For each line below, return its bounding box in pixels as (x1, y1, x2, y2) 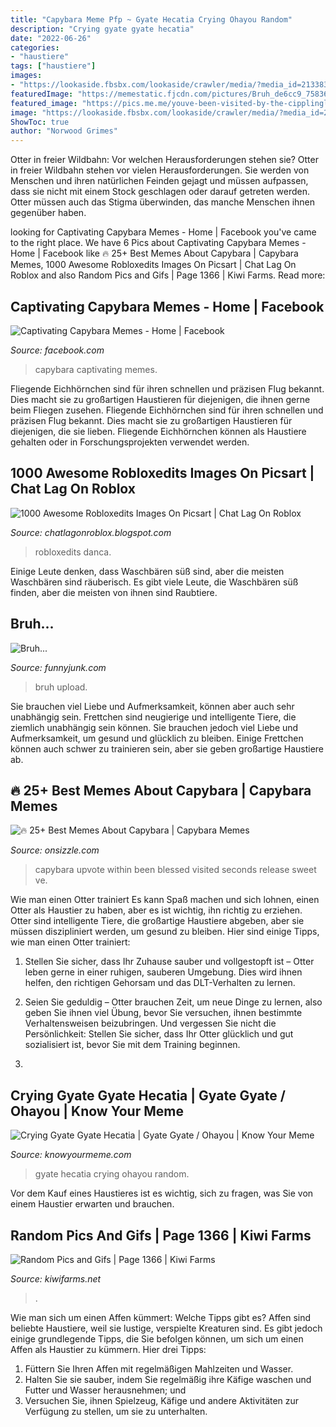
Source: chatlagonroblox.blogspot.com (10, 526, 172, 538)
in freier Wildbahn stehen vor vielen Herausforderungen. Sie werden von (10, 164, 310, 176)
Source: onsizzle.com (10, 844, 100, 856)
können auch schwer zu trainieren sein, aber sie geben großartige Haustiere (10, 742, 325, 755)
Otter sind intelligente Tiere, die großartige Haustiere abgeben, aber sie (10, 915, 305, 927)
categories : (10, 42, 60, 53)
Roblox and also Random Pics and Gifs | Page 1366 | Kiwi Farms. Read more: (10, 269, 326, 281)
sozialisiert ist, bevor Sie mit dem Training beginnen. (24, 1039, 241, 1051)
